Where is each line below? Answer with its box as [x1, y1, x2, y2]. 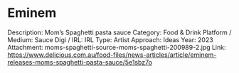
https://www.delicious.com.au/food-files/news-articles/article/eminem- [7, 51, 217, 59]
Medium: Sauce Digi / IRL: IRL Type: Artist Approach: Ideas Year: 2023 [7, 35, 213, 44]
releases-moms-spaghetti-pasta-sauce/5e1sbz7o [7, 58, 153, 66]
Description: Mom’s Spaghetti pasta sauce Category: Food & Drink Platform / [7, 28, 232, 36]
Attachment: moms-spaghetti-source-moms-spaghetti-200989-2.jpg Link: [7, 43, 226, 51]
